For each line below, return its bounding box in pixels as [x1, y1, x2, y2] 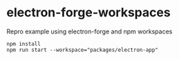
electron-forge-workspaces [6, 5, 171, 20]
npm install [6, 40, 41, 47]
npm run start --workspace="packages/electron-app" [6, 46, 158, 53]
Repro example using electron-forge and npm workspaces [6, 27, 173, 35]
